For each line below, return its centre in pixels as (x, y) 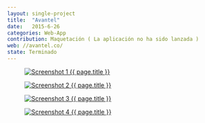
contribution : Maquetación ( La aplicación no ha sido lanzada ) (103, 39)
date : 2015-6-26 (33, 26)
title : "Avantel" (33, 20)
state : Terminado (32, 53)
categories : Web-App (37, 33)
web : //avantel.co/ (35, 46)
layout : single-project (41, 13)
